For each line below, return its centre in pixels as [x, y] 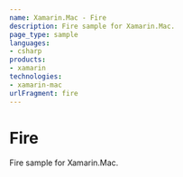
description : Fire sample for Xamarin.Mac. [92, 26]
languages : [30, 43]
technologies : [36, 77]
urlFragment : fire [44, 93]
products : [28, 60]
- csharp [26, 51]
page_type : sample [44, 34]
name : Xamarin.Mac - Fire [58, 18]
